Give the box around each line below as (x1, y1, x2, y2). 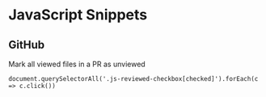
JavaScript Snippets (8, 6, 148, 24)
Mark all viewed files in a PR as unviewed (8, 59, 146, 69)
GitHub (8, 38, 45, 52)
